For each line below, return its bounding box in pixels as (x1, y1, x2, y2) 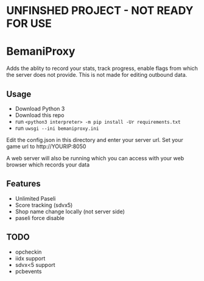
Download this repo (15, 111, 65, 119)
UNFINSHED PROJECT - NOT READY (6, 4, 194, 18)
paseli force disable (15, 214, 65, 221)
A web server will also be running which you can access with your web (6, 154, 185, 162)
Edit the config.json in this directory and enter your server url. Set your (6, 136, 184, 143)
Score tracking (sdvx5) (15, 201, 73, 208)
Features (6, 179, 41, 189)
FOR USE (6, 16, 52, 30)
